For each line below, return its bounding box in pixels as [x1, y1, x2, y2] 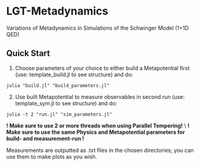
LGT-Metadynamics [6, 4, 108, 18]
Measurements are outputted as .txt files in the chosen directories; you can [6, 147, 194, 154]
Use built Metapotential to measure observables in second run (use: [15, 93, 185, 101]
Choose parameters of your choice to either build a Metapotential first [15, 64, 190, 71]
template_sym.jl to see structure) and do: [15, 99, 118, 107]
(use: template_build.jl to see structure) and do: [15, 71, 133, 78]
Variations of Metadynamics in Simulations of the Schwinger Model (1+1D [6, 24, 189, 32]
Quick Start [6, 48, 50, 59]
